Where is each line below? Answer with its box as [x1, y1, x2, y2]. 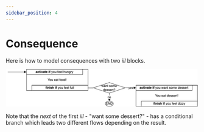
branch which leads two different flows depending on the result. [5, 119, 167, 127]
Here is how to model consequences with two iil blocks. [5, 57, 146, 64]
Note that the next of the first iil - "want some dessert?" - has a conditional [5, 113, 193, 120]
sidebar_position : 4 [5, 10, 58, 16]
